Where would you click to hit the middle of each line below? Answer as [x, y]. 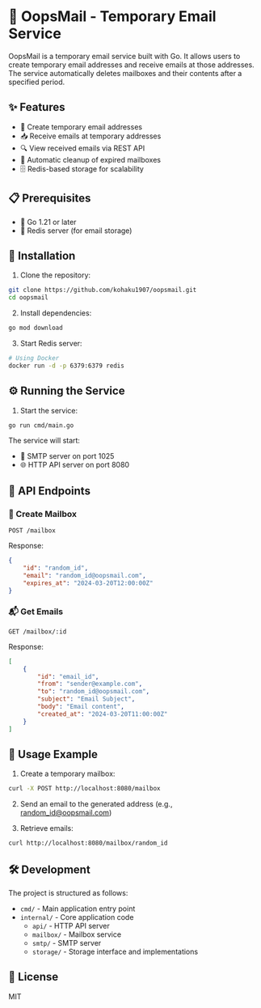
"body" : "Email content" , [81, 707]
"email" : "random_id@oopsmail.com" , [85, 575]
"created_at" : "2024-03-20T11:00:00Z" [103, 714]
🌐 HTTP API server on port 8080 [75, 465]
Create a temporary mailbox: [67, 774]
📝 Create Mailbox [42, 514]
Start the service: [49, 410]
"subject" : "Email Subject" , [86, 699]
